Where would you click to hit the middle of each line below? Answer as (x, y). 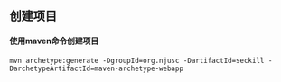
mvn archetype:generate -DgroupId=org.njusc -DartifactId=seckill (137, 60)
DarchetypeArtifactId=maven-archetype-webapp (96, 68)
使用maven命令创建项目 (54, 41)
